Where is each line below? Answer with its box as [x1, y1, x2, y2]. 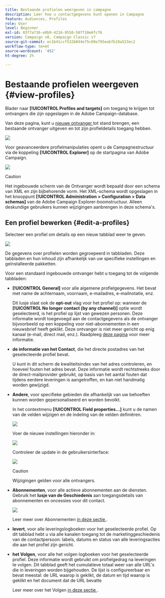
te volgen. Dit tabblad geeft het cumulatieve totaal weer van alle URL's [12, 562, 155, 568]
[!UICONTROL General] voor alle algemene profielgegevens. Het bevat [12, 285, 157, 291]
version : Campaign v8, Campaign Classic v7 [5, 35, 96, 40]
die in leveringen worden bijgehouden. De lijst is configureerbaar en [12, 567, 150, 573]
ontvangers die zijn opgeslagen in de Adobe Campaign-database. [5, 111, 139, 116]
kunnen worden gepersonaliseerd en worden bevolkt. [12, 397, 121, 403]
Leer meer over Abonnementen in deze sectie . [12, 517, 108, 523]
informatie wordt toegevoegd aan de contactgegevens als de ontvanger [12, 316, 159, 322]
